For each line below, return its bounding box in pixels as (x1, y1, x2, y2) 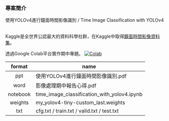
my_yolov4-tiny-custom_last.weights (35, 99, 125, 106)
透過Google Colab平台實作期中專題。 (5, 51, 83, 57)
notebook (8, 91, 31, 98)
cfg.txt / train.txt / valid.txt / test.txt (35, 107, 119, 114)
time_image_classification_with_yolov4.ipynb (35, 91, 143, 98)
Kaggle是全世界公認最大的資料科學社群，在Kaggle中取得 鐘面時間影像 (5, 33, 151, 39)
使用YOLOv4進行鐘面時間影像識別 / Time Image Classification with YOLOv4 (5, 17, 164, 23)
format (11, 63, 28, 70)
